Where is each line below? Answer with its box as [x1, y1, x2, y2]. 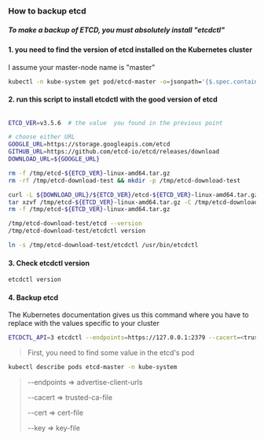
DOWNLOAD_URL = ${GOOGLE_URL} [8, 155, 101, 163]
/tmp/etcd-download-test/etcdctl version [8, 227, 146, 235]
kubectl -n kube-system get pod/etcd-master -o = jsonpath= [8, 77, 202, 86]
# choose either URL [8, 133, 76, 141]
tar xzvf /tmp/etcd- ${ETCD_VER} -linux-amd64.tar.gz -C [8, 198, 192, 206]
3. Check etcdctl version [8, 258, 90, 268]
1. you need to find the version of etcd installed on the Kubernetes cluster [8, 45, 253, 54]
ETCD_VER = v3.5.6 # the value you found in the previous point [8, 119, 223, 127]
